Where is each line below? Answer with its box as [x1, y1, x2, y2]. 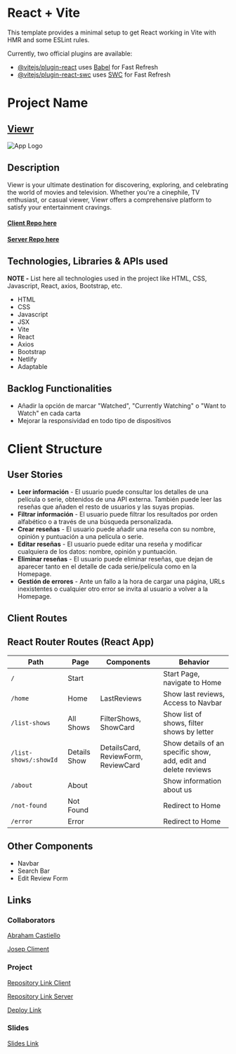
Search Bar [17, 866, 51, 875]
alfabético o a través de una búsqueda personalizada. [17, 517, 173, 526]
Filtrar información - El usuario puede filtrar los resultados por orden [17, 509, 218, 518]
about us [163, 785, 192, 795]
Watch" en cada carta [17, 409, 81, 417]
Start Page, [163, 669, 200, 679]
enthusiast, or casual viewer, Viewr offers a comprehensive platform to [7, 195, 212, 204]
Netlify [17, 355, 37, 363]
